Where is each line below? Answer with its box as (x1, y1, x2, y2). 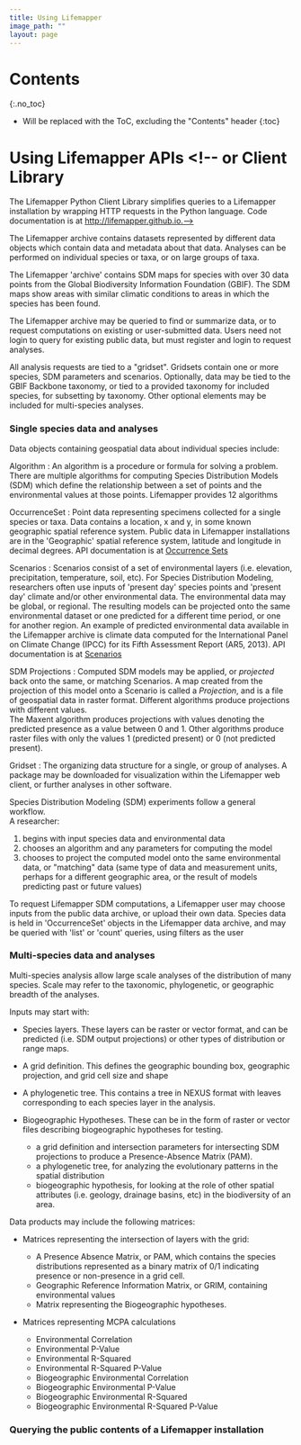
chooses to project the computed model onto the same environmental (22, 852, 281, 862)
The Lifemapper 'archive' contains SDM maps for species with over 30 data (9, 269, 289, 280)
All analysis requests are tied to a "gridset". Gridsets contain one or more (9, 362, 279, 373)
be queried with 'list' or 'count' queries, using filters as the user (9, 926, 244, 937)
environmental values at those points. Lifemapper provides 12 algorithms (9, 489, 279, 500)
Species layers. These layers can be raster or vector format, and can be (22, 1024, 288, 1034)
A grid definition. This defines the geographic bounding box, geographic (22, 1060, 290, 1071)
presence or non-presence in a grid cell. (35, 1270, 186, 1281)
